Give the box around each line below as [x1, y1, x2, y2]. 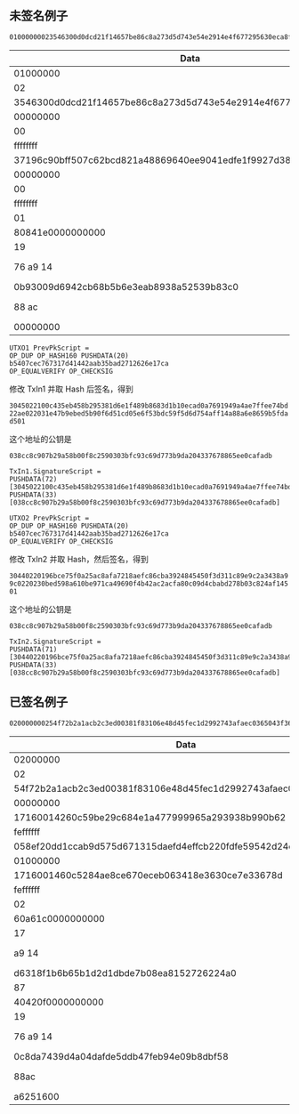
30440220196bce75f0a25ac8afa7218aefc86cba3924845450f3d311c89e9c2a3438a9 [9, 571, 289, 580]
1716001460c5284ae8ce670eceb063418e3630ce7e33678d [13, 868, 283, 881]
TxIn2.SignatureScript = [9, 637, 101, 646]
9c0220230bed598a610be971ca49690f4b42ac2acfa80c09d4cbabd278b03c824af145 [9, 579, 289, 588]
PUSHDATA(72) [9, 474, 58, 483]
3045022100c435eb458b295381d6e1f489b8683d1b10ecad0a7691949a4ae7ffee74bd [9, 401, 289, 410]
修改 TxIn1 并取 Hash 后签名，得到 [9, 383, 133, 394]
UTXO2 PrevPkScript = [9, 513, 90, 522]
